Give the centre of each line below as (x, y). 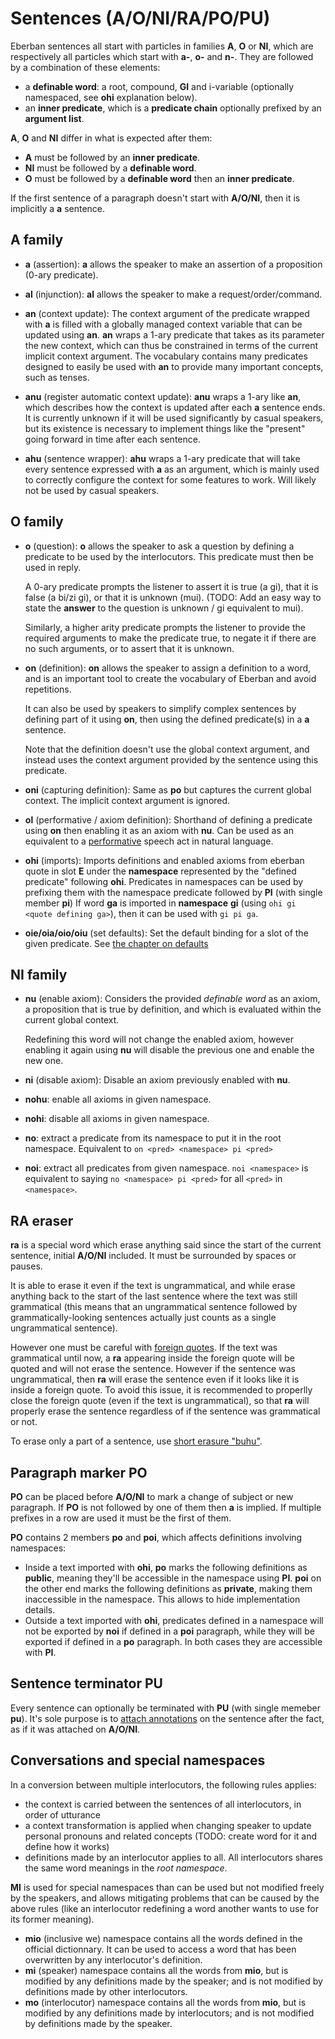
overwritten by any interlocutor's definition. (113, 1959)
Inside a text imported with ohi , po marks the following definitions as (166, 1567)
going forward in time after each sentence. (112, 439)
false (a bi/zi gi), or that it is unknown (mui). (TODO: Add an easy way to (173, 597)
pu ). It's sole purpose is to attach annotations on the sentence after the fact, (167, 1718)
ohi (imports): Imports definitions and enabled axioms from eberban (164, 860)
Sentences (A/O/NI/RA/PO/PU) (140, 18)
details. (40, 1610)
